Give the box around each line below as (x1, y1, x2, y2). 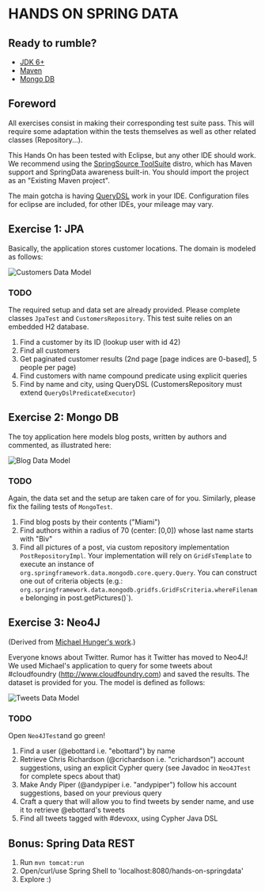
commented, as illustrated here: (8, 440, 112, 450)
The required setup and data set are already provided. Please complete (8, 304, 240, 314)
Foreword (8, 97, 57, 111)
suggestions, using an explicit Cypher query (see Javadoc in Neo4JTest (19, 763, 252, 773)
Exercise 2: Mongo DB (8, 411, 119, 424)
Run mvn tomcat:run (19, 857, 85, 867)
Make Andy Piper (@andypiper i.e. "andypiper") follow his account (19, 780, 237, 790)
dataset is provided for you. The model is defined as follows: (8, 677, 206, 687)
